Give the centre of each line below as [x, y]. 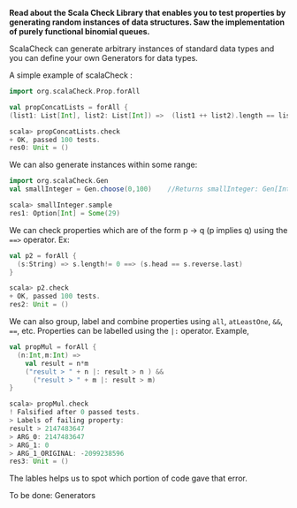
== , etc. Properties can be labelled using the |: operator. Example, [129, 331]
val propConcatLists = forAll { [69, 107]
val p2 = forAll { [43, 255]
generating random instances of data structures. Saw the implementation [147, 22]
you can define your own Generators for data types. [104, 58]
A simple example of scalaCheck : [71, 75]
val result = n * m [57, 363]
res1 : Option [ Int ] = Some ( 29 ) [65, 213]
